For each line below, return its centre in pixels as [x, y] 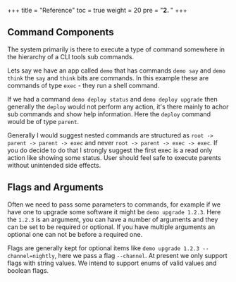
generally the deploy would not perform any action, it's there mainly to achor [118, 106]
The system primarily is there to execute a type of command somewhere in [116, 49]
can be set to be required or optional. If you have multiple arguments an [111, 227]
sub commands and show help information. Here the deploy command [109, 114]
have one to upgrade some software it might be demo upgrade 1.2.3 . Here [114, 211]
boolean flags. [28, 270]
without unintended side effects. [54, 165]
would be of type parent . [43, 121]
